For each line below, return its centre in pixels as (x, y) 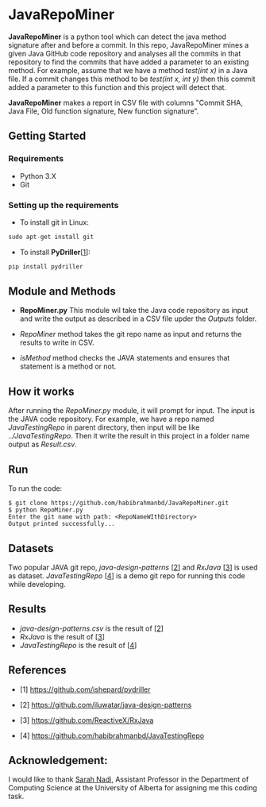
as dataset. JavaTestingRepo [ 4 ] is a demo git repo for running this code (127, 575)
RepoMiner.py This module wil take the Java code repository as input (134, 311)
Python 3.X (38, 176)
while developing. (37, 584)
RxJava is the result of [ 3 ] (62, 636)
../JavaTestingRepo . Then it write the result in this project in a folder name (129, 436)
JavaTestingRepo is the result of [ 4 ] (78, 645)
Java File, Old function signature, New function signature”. (104, 111)
